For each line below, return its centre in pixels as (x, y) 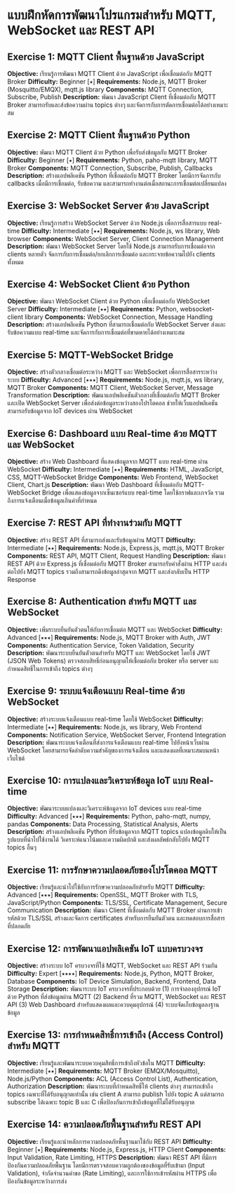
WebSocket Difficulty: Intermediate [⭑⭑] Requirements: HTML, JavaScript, (116, 469)
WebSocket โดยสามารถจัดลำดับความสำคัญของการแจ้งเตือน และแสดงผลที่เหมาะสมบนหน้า (113, 750)
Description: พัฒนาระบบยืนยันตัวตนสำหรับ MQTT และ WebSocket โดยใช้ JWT (109, 653)
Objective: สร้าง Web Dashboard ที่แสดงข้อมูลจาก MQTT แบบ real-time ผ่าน (108, 462)
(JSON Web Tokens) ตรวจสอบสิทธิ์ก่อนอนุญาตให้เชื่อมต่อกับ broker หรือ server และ (113, 660)
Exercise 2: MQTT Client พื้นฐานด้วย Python (99, 135)
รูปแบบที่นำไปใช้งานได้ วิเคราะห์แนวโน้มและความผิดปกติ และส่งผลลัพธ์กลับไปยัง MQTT (109, 840)
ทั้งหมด (16, 262)
